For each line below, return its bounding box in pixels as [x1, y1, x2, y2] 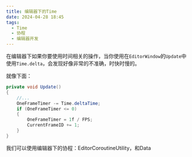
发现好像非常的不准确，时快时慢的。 [52, 60, 140, 67]
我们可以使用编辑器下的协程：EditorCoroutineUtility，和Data [6, 144, 151, 151]
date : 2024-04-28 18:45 [6, 14, 64, 20]
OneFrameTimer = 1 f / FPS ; [27, 117, 93, 123]
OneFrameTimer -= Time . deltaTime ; [16, 100, 101, 106]
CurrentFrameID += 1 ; [27, 122, 80, 128]
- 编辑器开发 [11, 36, 39, 42]
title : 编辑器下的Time [6, 8, 57, 15]
